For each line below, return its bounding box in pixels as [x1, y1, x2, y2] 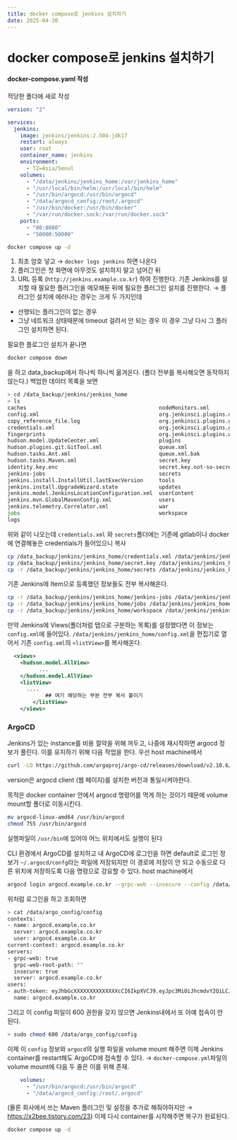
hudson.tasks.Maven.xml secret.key [7, 457, 191, 464]
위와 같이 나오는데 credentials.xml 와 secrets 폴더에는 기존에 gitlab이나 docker [7, 530, 230, 538]
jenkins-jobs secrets [7, 470, 181, 477]
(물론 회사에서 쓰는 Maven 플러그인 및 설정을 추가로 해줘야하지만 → [7, 1103, 193, 1112]
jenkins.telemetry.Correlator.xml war [7, 503, 169, 511]
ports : [20, 217, 39, 224]
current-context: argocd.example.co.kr [7, 942, 125, 949]
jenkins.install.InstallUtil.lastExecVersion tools [7, 477, 175, 484]
